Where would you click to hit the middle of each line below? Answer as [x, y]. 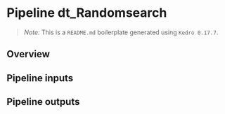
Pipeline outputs [43, 102]
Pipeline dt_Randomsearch [87, 13]
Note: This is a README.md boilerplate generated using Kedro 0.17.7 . [121, 32]
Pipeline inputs [40, 78]
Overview [28, 54]
